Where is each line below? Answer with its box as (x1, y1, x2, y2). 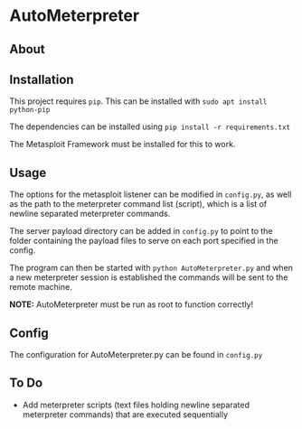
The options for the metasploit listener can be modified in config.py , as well (9, 189, 292, 200)
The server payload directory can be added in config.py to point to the (9, 226, 273, 237)
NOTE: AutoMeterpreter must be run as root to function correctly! (9, 299, 254, 310)
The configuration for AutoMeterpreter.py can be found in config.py (9, 350, 263, 360)
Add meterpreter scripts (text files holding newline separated (22, 399, 250, 410)
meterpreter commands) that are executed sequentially (22, 408, 229, 420)
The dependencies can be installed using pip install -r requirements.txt (9, 121, 291, 132)
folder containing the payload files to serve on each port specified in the (9, 236, 278, 247)
